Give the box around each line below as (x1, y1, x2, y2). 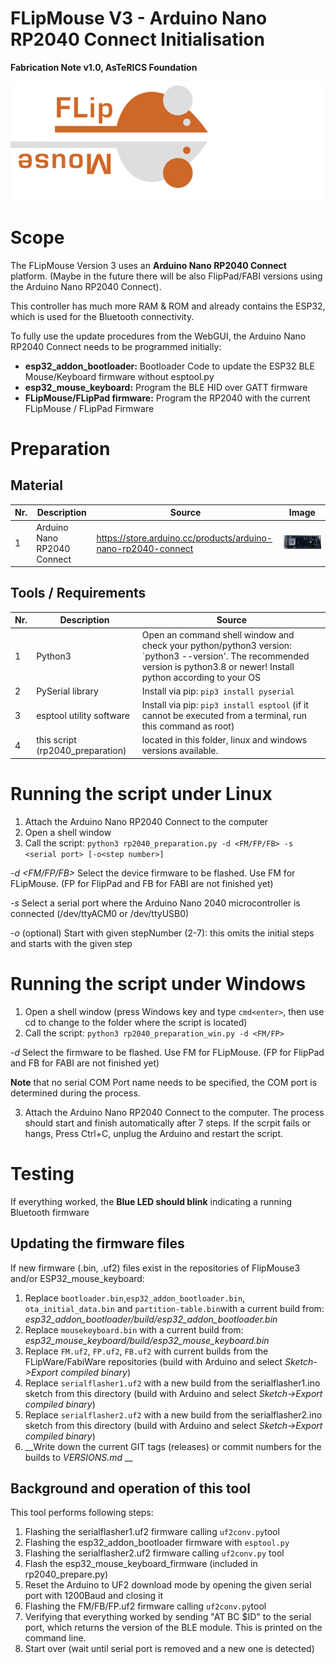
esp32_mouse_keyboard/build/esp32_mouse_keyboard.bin (24, 1334, 270, 1346)
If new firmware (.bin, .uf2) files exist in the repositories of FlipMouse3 (10, 1262, 301, 1274)
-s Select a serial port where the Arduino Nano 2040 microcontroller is (10, 897, 301, 909)
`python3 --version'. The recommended (141, 650, 310, 662)
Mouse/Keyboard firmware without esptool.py (24, 370, 215, 382)
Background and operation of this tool (10, 1480, 251, 1497)
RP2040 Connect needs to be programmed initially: (10, 340, 222, 352)
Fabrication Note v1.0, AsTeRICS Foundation (10, 61, 198, 73)
